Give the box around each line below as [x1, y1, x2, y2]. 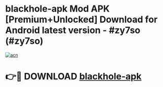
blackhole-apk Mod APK [5, 3, 110, 15]
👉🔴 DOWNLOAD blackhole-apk [5, 71, 142, 82]
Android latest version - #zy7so [5, 25, 141, 36]
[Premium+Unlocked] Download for [5, 14, 158, 25]
